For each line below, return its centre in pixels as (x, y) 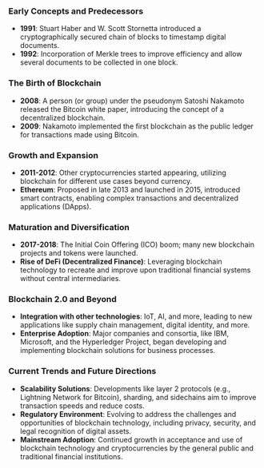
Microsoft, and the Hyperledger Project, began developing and (123, 342)
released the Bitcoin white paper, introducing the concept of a (122, 109)
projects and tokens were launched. (79, 253)
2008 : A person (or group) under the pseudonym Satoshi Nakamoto (132, 101)
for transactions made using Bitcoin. (80, 134)
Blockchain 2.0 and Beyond (63, 299)
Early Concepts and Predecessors (76, 11)
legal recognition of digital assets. (76, 431)
